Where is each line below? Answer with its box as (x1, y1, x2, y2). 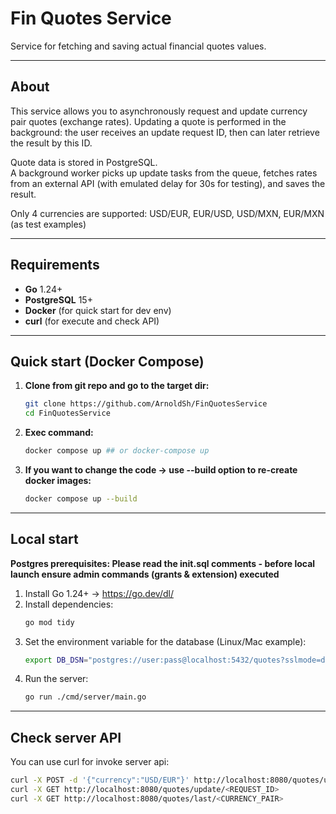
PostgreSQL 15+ (24, 293, 93, 306)
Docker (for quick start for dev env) (24, 304, 172, 316)
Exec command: (24, 427, 94, 439)
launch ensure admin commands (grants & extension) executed (10, 568, 280, 580)
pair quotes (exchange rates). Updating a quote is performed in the (10, 115, 287, 127)
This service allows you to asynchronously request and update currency (10, 105, 308, 117)
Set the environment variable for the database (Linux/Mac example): (24, 635, 307, 647)
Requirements (10, 257, 100, 274)
